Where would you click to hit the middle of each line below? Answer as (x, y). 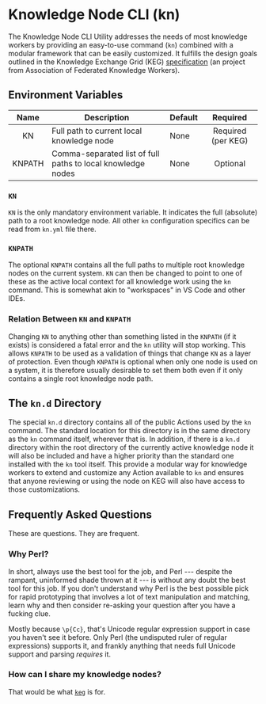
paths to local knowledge (98, 163)
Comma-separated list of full (105, 154)
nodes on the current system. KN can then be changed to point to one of (125, 273)
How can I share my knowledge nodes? (85, 675)
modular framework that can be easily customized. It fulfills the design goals (133, 53)
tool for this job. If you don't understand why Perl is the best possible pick (129, 588)
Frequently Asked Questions (80, 514)
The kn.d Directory (55, 403)
